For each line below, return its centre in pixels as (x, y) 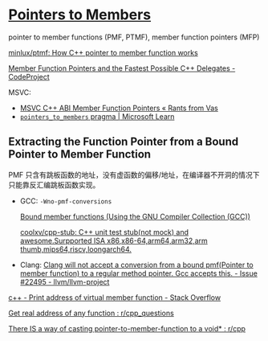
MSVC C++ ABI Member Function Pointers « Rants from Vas (119, 108)
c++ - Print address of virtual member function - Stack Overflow (115, 297)
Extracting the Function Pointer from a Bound (124, 142)
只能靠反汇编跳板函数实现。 (54, 185)
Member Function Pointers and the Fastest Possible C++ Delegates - (122, 68)
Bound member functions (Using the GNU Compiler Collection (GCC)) (135, 216)
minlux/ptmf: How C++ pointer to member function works (103, 52)
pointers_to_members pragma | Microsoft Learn (97, 116)
